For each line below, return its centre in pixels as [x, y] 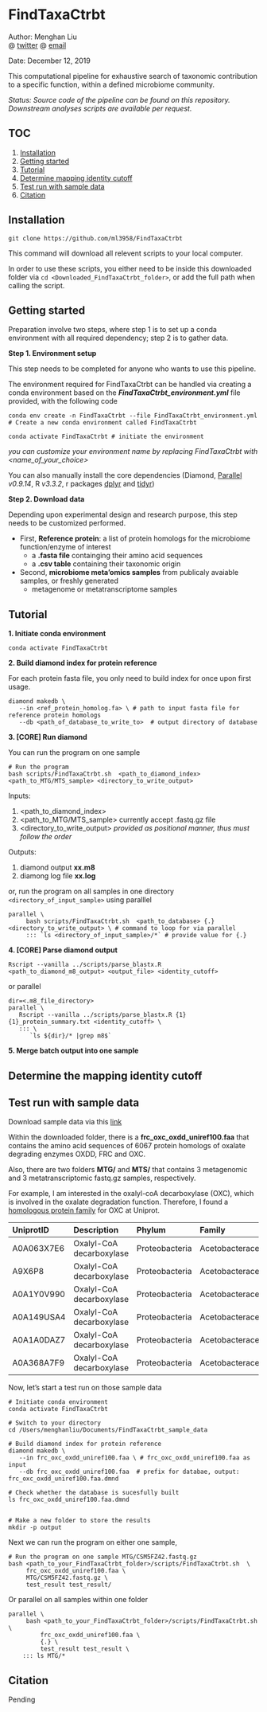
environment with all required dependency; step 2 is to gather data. [118, 338]
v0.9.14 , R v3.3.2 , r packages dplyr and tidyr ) [81, 484]
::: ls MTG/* [44, 1656]
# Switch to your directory [55, 1423]
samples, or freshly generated [69, 581]
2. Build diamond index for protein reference [83, 663]
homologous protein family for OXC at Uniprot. [84, 1210]
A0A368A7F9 [39, 1363]
